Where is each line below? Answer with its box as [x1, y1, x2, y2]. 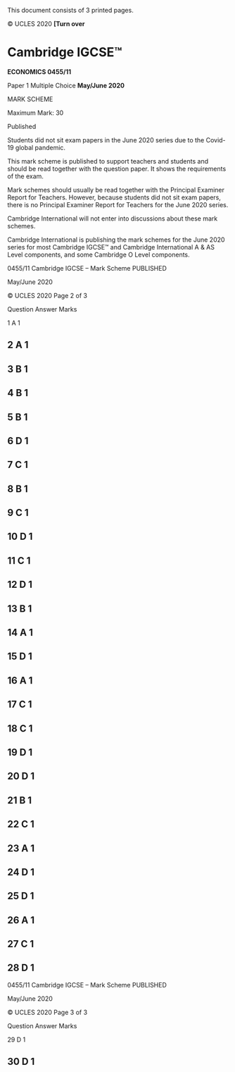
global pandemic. [15, 143, 65, 152]
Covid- [205, 135, 227, 144]
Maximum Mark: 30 [7, 109, 64, 117]
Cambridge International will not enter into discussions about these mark [7, 214, 218, 223]
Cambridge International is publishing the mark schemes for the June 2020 [7, 235, 225, 244]
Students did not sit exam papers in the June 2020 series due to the [7, 135, 205, 144]
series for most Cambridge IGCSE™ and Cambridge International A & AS [7, 242, 215, 251]
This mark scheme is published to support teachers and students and [7, 156, 209, 165]
